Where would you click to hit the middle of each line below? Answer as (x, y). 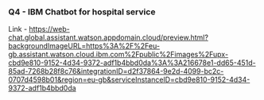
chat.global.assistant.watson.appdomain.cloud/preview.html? (109, 37)
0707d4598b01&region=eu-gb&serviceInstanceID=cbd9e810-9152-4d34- (129, 80)
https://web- (49, 29)
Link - (18, 29)
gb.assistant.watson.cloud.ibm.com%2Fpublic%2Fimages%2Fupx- (118, 55)
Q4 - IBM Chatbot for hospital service (82, 12)
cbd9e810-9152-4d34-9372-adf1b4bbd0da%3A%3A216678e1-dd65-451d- (132, 63)
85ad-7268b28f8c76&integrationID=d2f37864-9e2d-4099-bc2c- (116, 71)
